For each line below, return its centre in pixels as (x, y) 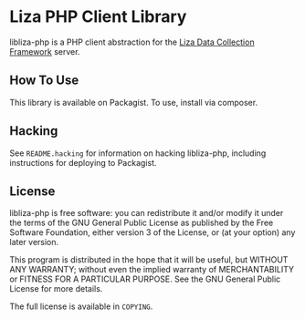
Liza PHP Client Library (98, 17)
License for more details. (56, 289)
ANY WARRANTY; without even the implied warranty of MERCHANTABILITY (152, 270)
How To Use (44, 81)
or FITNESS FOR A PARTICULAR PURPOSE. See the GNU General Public (145, 279)
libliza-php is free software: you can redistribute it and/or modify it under (147, 213)
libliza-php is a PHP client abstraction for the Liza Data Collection (132, 42)
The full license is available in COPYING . (81, 306)
